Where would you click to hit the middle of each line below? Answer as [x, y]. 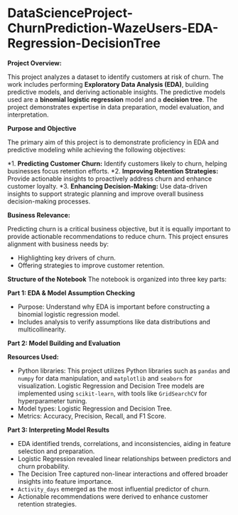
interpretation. [28, 115]
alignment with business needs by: [58, 244]
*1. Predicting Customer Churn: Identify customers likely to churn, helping [117, 163]
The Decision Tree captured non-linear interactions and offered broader [123, 474]
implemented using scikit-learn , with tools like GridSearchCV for [112, 393]
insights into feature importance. [65, 481]
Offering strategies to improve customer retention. [91, 265]
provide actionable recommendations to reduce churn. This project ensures [118, 236]
